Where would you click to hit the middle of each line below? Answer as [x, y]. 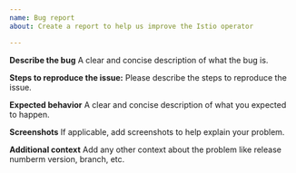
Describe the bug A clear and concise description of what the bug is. [139, 60]
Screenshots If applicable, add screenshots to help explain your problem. [147, 131]
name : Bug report [42, 18]
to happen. [30, 114]
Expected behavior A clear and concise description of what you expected [148, 104]
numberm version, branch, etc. [67, 159]
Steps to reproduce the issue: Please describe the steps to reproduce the [148, 77]
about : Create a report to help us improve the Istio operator [132, 26]
